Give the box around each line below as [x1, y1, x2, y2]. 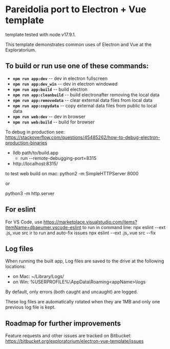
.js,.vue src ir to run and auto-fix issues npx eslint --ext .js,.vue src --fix [5, 230, 156, 236]
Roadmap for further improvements [5, 319, 121, 327]
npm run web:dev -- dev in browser [12, 113, 86, 119]
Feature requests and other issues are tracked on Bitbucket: [5, 333, 132, 339]
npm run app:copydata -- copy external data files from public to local [12, 102, 157, 109]
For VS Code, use [5, 219, 42, 225]
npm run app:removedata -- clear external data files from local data [12, 97, 153, 103]
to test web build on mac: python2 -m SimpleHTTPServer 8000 [5, 170, 139, 176]
